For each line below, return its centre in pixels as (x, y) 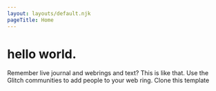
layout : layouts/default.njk (49, 13)
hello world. (42, 54)
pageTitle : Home (30, 20)
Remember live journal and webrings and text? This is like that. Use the (108, 73)
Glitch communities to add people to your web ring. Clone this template (108, 81)
